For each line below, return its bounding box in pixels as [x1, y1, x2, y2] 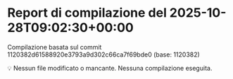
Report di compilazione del [7, 5, 167, 21]
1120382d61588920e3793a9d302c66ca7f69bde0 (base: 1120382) [7, 50, 201, 59]
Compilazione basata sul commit [7, 43, 102, 51]
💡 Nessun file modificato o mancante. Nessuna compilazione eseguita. [7, 64, 213, 72]
